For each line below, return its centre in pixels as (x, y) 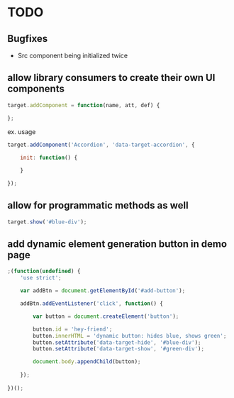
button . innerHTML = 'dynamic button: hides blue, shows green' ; (130, 336)
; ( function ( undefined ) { (44, 271)
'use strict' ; (41, 278)
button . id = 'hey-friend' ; (73, 329)
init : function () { (49, 158)
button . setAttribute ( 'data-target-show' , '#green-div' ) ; (118, 349)
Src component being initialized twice (73, 55)
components (36, 89)
